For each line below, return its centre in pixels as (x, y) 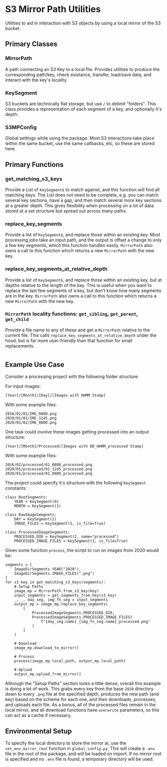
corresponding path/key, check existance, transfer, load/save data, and (79, 74)
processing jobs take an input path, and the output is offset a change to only (83, 240)
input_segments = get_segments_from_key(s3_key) (66, 595)
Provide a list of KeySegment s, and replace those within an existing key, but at (83, 280)
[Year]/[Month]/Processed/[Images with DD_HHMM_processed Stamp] (74, 446)
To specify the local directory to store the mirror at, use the (66, 743)
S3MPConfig (21, 127)
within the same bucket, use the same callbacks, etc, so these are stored (80, 143)
